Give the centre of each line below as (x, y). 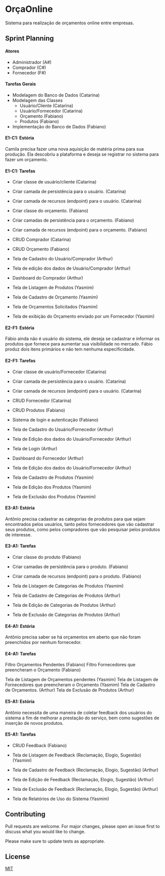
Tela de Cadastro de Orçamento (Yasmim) (55, 297)
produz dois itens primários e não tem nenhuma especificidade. (70, 349)
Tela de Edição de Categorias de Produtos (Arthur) (64, 605)
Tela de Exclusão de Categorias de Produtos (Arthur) (66, 614)
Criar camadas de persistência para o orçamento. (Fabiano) (73, 220)
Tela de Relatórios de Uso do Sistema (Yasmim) (61, 799)
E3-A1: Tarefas (21, 546)
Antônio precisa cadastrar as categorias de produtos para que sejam (75, 519)
